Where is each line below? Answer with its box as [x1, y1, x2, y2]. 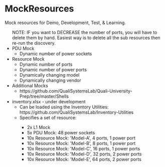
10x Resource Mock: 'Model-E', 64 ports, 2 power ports [27, 156, 141, 162]
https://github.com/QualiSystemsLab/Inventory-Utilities [19, 109, 134, 115]
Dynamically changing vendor [19, 77, 81, 83]
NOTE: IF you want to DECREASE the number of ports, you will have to [12, 29, 157, 35]
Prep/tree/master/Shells [19, 93, 69, 99]
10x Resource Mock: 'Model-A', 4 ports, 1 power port [27, 135, 136, 141]
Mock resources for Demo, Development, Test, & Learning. [5, 20, 126, 26]
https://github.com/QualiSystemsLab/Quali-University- [19, 88, 132, 94]
